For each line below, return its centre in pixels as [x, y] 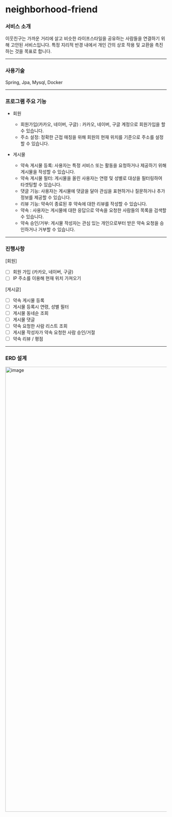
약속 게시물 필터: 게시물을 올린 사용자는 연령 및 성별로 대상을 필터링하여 [91, 178]
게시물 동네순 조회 [30, 313]
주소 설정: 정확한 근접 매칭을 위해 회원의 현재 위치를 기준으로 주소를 [87, 137]
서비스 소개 [18, 27]
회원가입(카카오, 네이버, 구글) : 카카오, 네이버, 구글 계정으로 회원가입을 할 [93, 125]
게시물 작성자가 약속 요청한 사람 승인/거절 [54, 332]
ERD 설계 [16, 358]
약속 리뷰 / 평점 [28, 338]
